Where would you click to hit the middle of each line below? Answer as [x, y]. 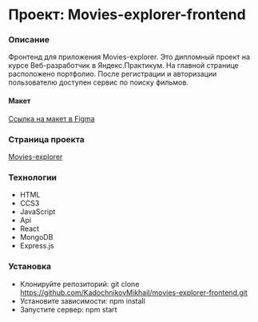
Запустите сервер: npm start [68, 309]
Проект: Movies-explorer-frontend [127, 15]
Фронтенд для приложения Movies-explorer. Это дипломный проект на [129, 57]
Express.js [37, 246]
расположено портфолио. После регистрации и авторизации [113, 74]
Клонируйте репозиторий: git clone [79, 284]
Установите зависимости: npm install [82, 300]
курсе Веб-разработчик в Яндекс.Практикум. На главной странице [124, 66]
